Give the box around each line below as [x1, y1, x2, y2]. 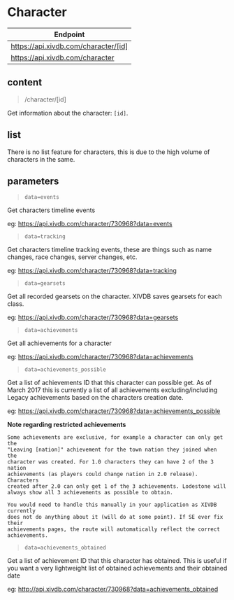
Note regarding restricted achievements [7, 421, 126, 429]
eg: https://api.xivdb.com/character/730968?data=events [7, 220, 173, 228]
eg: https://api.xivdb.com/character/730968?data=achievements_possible [7, 407, 221, 415]
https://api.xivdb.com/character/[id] [10, 41, 129, 51]
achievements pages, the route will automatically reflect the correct [7, 526, 220, 533]
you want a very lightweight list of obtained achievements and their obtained [7, 564, 228, 573]
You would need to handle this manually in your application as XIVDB [7, 501, 217, 508]
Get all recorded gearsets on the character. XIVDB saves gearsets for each [7, 292, 222, 301]
